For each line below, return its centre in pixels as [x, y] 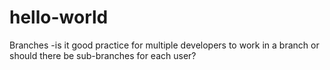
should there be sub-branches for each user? [103, 55]
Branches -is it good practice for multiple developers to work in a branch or [164, 45]
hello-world [59, 17]
